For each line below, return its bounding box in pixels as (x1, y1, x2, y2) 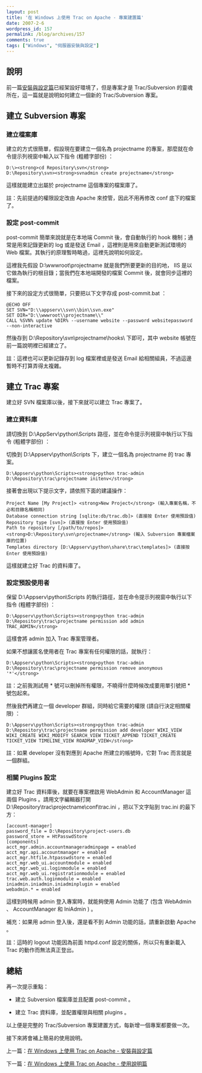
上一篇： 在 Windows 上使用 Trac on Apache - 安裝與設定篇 (6, 1048, 153, 1055)
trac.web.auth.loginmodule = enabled (6, 876, 101, 882)
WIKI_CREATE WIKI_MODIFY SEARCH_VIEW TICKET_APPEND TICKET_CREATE (6, 733, 177, 739)
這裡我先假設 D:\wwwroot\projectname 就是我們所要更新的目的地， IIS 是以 (6, 261, 192, 269)
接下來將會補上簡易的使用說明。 (6, 1034, 86, 1042)
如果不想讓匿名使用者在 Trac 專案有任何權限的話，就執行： (6, 648, 153, 655)
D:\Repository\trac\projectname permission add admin (6, 619, 145, 625)
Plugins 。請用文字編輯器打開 (17, 796, 92, 803)
